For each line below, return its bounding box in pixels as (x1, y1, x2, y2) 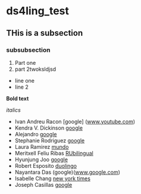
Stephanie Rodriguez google (14, 137, 85, 144)
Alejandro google (14, 130, 57, 137)
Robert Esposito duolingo (14, 162, 77, 169)
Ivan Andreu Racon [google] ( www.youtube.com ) (14, 118, 136, 125)
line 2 (14, 83, 29, 90)
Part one (14, 59, 36, 66)
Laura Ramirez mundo (14, 143, 69, 150)
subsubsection (6, 46, 51, 54)
